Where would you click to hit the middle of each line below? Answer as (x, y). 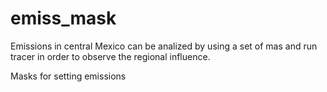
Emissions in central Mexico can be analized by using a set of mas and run (164, 46)
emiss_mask (63, 18)
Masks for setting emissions (68, 76)
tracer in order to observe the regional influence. (110, 56)
